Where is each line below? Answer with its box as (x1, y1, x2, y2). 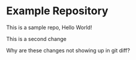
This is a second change (6, 35, 67, 42)
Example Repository (6, 4, 109, 18)
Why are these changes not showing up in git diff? (6, 46, 131, 54)
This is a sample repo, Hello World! (6, 24, 92, 31)
